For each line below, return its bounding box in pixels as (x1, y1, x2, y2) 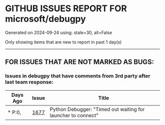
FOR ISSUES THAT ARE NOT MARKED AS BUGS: (5, 58, 154, 66)
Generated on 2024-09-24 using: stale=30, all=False (5, 29, 112, 35)
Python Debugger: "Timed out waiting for (50, 106, 145, 113)
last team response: (5, 79, 54, 86)
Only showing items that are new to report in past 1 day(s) (5, 39, 122, 45)
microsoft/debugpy (5, 13, 86, 25)
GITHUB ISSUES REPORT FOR (5, 3, 127, 14)
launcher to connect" (50, 112, 99, 119)
